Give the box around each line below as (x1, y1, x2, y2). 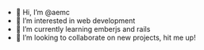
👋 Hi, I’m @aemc (15, 8, 70, 17)
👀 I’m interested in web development (15, 16, 136, 25)
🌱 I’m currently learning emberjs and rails (15, 25, 151, 33)
